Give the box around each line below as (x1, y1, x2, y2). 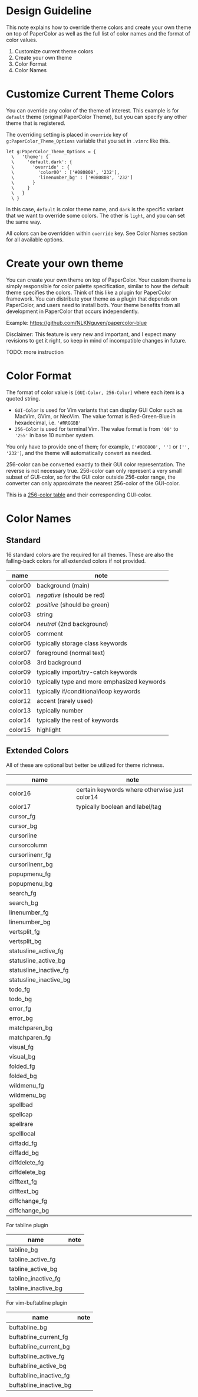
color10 (9, 677, 31, 686)
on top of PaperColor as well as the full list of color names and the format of (6, 30, 190, 37)
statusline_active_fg (9, 947, 64, 955)
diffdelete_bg (9, 1167, 46, 1176)
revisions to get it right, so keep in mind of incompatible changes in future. (6, 337, 187, 344)
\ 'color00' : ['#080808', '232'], (11, 169, 120, 175)
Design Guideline (6, 4, 92, 18)
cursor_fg (9, 812, 36, 820)
